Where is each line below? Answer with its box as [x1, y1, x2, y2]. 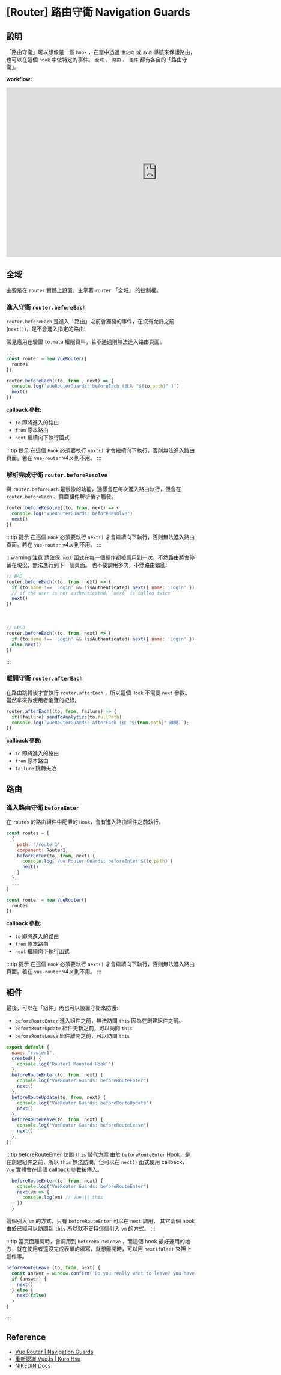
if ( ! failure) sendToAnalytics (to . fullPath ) [11, 714, 122, 720]
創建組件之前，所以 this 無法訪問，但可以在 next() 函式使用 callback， [11, 1158, 188, 1165]
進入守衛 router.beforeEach [6, 303, 86, 311]
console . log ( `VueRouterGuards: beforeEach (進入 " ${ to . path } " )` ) [11, 383, 180, 390]
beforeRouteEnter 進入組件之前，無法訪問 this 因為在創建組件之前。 [14, 1017, 184, 1024]
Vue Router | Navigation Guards [14, 1348, 94, 1355]
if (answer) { [11, 1276, 47, 1282]
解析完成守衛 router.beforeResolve [6, 471, 108, 479]
